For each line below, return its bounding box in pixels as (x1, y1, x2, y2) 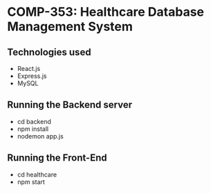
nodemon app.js (17, 132, 64, 140)
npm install (17, 125, 49, 133)
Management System (7, 19, 134, 34)
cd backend (17, 117, 52, 125)
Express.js (17, 72, 47, 80)
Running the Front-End (7, 152, 107, 164)
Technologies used (7, 46, 91, 58)
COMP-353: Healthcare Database (7, 4, 204, 20)
